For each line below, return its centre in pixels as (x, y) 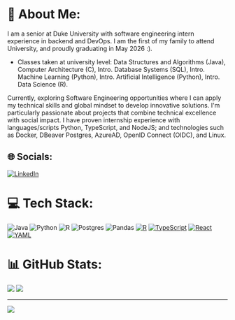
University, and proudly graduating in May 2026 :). (80, 48)
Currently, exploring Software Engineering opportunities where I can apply (114, 98)
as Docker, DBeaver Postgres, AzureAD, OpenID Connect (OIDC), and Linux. (117, 135)
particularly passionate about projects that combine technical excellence (112, 112)
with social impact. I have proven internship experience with (94, 120)
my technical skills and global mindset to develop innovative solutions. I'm (114, 105)
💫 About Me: (44, 14)
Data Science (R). (43, 84)
